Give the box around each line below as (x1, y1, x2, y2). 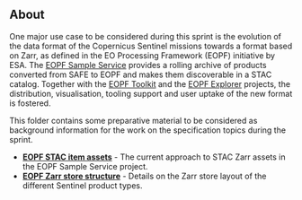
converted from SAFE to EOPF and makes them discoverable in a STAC (9, 69, 272, 80)
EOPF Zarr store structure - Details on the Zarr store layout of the (22, 170, 267, 181)
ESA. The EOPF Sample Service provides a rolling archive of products (9, 59, 267, 70)
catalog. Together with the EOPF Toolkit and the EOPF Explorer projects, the (9, 78, 290, 89)
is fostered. (9, 98, 51, 109)
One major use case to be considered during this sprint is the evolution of (9, 30, 281, 41)
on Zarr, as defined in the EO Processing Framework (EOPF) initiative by (9, 49, 276, 61)
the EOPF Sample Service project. (22, 161, 148, 171)
